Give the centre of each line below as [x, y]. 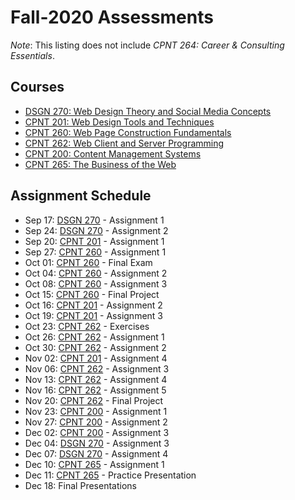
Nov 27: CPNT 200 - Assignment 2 [96, 422]
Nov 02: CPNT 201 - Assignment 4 [96, 358]
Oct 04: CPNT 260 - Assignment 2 [96, 273]
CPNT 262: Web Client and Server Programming [124, 143]
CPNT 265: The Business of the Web [100, 164]
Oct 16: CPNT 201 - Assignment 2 [93, 305]
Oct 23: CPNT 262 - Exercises [87, 326]
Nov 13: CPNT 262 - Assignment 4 [96, 379]
